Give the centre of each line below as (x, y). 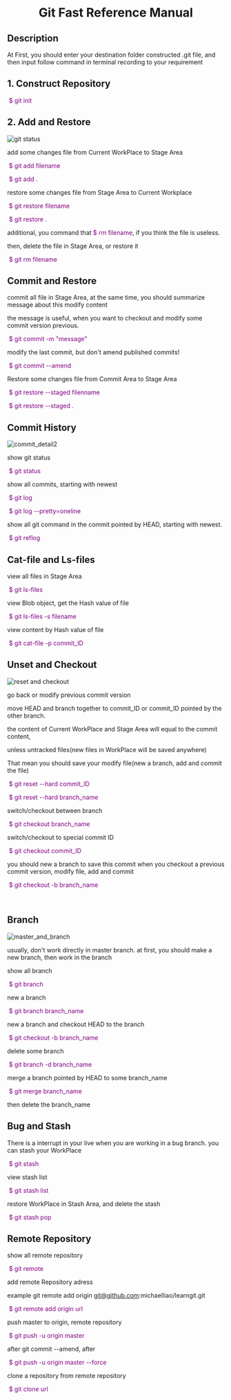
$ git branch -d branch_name (50, 1064)
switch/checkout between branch (55, 810)
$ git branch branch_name (46, 1010)
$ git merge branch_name (46, 1091)
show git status (29, 458)
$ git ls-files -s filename (43, 617)
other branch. (27, 716)
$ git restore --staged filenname (54, 392)
